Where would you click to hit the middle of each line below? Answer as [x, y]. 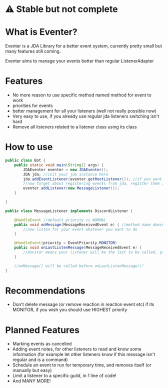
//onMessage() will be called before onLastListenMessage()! [79, 266]
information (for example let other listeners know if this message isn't [84, 354]
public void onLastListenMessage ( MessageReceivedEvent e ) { [78, 248]
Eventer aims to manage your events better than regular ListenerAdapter [79, 61]
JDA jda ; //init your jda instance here [66, 174]
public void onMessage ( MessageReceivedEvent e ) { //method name [82, 224]
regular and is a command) [40, 360]
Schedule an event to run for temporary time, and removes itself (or [82, 365]
